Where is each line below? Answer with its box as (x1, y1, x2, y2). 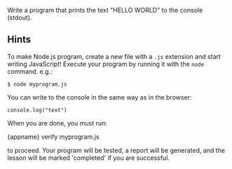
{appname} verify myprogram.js (7, 133, 100, 141)
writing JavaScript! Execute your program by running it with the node (7, 60, 205, 68)
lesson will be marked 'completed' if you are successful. (7, 154, 170, 162)
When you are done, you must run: (7, 119, 107, 127)
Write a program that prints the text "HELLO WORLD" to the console (7, 6, 203, 14)
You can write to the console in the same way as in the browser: (7, 93, 192, 101)
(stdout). (7, 13, 32, 22)
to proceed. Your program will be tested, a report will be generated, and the (7, 146, 226, 154)
